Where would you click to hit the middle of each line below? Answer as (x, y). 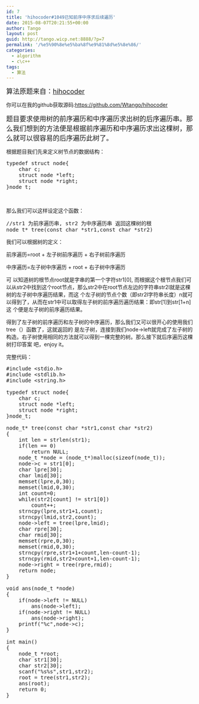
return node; (37, 571)
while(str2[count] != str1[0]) (64, 499)
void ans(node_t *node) (41, 588)
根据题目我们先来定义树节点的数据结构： (55, 151)
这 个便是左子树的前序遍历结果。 (46, 310)
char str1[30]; (41, 660)
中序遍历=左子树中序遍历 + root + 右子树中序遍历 (66, 267)
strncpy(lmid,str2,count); (58, 517)
